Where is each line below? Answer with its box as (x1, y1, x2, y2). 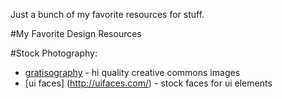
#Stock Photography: (10, 47, 98, 59)
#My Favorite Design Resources (10, 28, 142, 39)
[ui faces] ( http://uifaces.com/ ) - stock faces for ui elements (24, 77, 273, 89)
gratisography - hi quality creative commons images (24, 67, 241, 78)
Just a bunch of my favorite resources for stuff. (10, 9, 205, 20)
